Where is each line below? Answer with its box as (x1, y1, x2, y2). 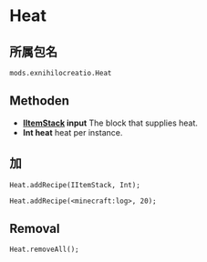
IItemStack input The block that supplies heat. (22, 117, 199, 128)
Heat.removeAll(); (9, 245, 79, 255)
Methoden (9, 93, 70, 109)
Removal (9, 221, 60, 237)
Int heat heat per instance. (22, 126, 123, 137)
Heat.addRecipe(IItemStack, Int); (9, 180, 141, 189)
